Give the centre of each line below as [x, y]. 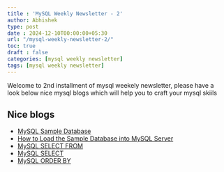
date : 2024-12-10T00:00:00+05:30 [58, 33]
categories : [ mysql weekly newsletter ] [65, 59]
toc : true [22, 46]
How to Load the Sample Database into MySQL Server [95, 139]
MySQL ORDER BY [44, 161]
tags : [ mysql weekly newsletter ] [56, 65]
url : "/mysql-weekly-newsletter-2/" [60, 40]
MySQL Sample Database [54, 131]
